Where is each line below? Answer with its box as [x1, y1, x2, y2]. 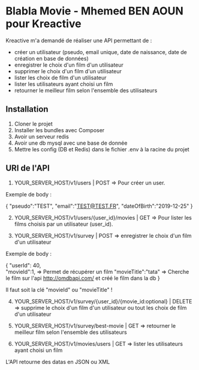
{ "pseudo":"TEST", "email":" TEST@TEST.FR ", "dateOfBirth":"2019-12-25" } [5, 202, 193, 210]
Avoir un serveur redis [14, 133, 70, 140]
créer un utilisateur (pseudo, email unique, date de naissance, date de [14, 48, 187, 55]
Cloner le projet [14, 120, 53, 127]
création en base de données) [14, 55, 89, 62]
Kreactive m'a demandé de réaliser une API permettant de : [5, 37, 152, 44]
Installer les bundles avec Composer [14, 126, 105, 133]
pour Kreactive [5, 17, 82, 31]
